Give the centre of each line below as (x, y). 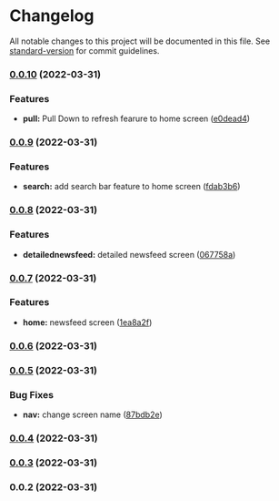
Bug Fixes (32, 394)
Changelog (52, 16)
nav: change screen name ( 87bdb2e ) (93, 414)
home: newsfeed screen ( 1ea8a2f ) (87, 322)
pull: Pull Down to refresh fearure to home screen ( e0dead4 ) (136, 118)
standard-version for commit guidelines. (85, 50)
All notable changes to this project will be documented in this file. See (140, 41)
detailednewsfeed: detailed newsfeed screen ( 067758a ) (129, 254)
